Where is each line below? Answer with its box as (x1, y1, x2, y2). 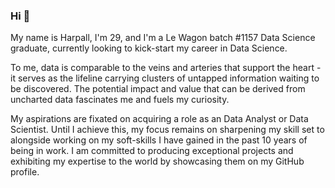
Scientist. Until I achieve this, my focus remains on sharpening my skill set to (10, 124, 325, 136)
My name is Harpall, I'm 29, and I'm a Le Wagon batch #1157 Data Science (10, 32, 316, 44)
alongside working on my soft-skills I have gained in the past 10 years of (10, 134, 308, 146)
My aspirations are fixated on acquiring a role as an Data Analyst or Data (10, 113, 309, 125)
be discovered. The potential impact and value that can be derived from (10, 83, 306, 95)
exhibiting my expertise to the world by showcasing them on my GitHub (10, 155, 305, 168)
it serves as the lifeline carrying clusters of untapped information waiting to (10, 72, 320, 84)
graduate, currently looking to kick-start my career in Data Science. (10, 42, 288, 54)
